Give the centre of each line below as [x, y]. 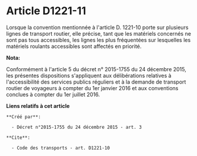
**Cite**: [18, 138]
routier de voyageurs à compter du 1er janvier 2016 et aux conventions [92, 88]
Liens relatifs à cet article [38, 106]
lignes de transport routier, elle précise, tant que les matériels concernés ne [99, 33]
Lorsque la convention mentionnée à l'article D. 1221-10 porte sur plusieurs [97, 27]
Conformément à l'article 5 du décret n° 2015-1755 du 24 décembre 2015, [96, 69]
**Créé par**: [24, 117]
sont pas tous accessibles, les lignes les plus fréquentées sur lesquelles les [99, 40]
